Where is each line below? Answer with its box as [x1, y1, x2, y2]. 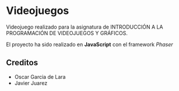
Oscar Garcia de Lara [14, 73, 66, 80]
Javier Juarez [14, 79, 48, 86]
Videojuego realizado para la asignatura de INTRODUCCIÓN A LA [6, 23, 163, 30]
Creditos [6, 58, 38, 68]
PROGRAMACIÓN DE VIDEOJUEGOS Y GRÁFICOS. [6, 29, 128, 36]
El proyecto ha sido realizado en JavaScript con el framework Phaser [6, 41, 173, 48]
